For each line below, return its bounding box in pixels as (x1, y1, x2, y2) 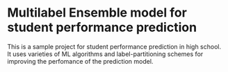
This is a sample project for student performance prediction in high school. (7, 42, 221, 51)
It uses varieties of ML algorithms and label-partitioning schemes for (7, 50, 204, 58)
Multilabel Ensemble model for (7, 5, 188, 21)
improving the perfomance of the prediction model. (7, 57, 154, 65)
